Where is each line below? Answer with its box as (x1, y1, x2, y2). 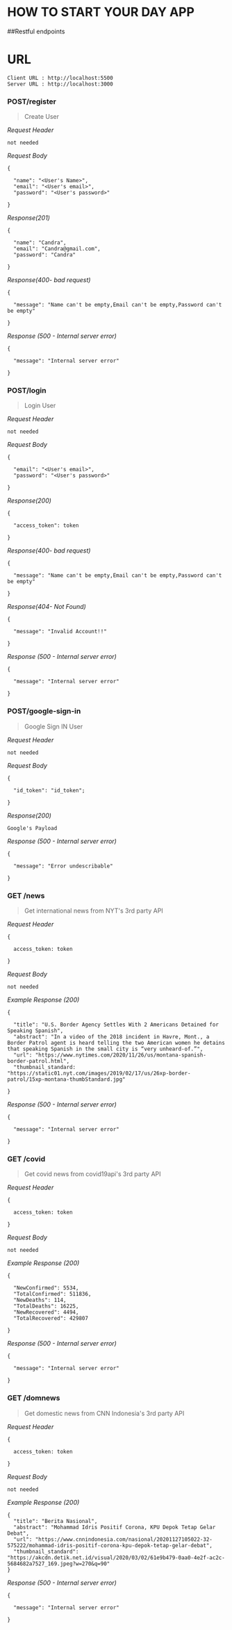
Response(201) (7, 213, 51, 222)
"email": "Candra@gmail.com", (13, 245, 101, 252)
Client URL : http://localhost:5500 (7, 74, 113, 81)
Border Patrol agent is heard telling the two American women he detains (7, 1040, 226, 1047)
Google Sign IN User (24, 722, 83, 731)
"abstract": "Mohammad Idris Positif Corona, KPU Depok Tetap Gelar (13, 1524, 216, 1531)
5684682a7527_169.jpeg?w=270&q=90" (7, 1560, 110, 1567)
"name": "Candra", (13, 239, 67, 247)
